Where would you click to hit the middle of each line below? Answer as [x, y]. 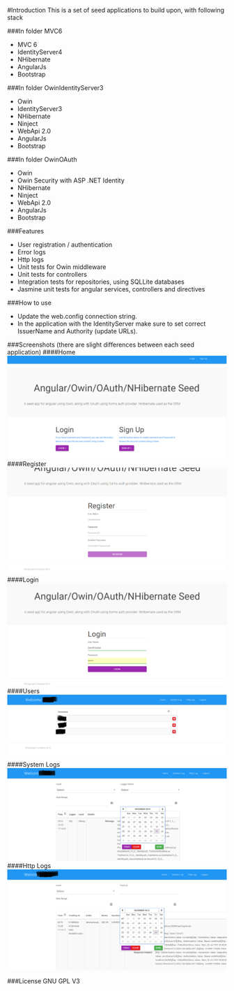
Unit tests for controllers [52, 274]
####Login [23, 579]
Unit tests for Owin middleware [62, 267]
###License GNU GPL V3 [44, 981]
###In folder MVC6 [35, 31]
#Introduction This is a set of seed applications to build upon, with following [116, 10]
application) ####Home [41, 352]
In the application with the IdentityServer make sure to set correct [111, 324]
